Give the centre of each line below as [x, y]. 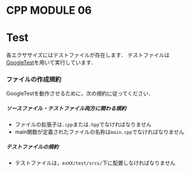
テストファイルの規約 [32, 146]
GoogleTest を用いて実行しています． [51, 63]
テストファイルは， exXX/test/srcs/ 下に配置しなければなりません [95, 163]
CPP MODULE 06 [49, 10]
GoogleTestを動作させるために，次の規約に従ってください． [80, 94]
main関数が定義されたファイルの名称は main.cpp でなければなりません [99, 132]
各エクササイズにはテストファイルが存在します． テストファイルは [88, 55]
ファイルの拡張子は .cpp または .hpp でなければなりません [83, 125]
